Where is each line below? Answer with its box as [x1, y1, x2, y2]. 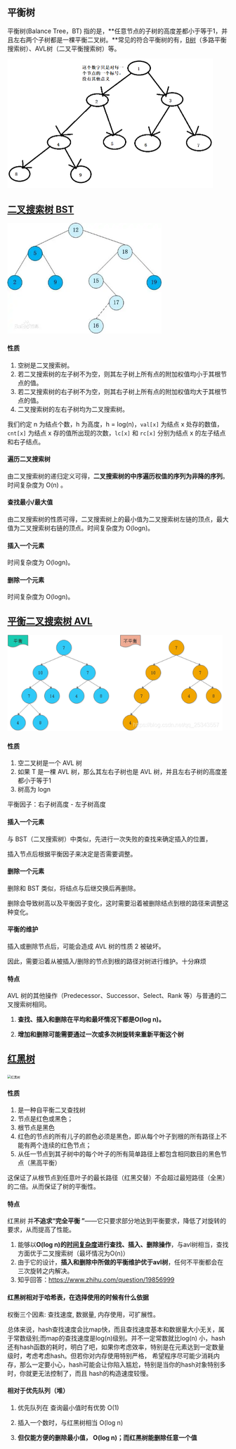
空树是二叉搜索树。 [17, 361, 74, 369]
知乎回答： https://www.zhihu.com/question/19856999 [17, 1276, 175, 1284]
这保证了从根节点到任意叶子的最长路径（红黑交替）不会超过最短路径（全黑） [7, 1174, 229, 1182]
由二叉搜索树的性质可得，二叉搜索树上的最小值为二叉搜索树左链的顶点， [7, 515, 216, 524]
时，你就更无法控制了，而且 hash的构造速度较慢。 [7, 1369, 152, 1377]
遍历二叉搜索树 [7, 455, 51, 463]
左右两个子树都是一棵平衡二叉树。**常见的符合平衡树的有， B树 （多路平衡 [13, 35, 227, 44]
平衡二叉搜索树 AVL [7, 615, 93, 627]
